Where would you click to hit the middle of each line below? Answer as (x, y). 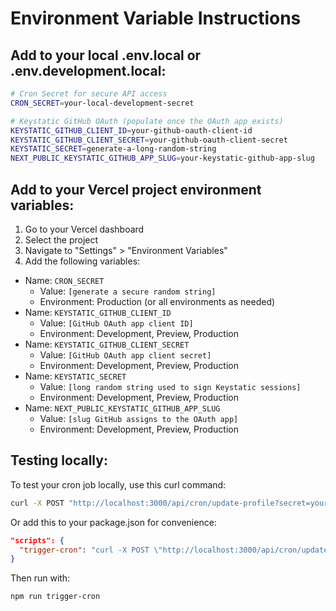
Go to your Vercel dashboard (84, 229)
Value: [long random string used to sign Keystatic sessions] (170, 386)
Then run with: (40, 578)
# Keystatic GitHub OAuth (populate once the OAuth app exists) (147, 121)
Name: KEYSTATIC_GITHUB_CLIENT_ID (98, 312)
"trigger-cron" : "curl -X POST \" (91, 550)
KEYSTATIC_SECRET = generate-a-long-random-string (113, 149)
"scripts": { (37, 540)
